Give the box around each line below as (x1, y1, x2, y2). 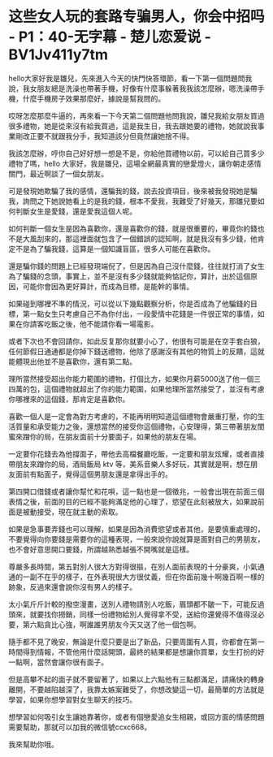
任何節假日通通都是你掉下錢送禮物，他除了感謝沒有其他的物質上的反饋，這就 (8, 346, 265, 356)
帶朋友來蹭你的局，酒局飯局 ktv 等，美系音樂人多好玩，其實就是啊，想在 (8, 459, 251, 469)
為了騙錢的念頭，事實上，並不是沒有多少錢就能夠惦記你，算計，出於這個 (8, 271, 250, 281)
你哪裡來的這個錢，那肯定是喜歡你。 (8, 394, 130, 404)
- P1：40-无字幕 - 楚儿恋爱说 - (8, 28, 211, 46)
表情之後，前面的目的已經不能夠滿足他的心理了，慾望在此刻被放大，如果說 (8, 496, 258, 506)
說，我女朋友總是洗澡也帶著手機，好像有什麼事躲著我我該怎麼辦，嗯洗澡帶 (8, 83, 258, 93)
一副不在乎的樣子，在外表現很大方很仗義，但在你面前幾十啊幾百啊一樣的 (22, 572, 265, 582)
